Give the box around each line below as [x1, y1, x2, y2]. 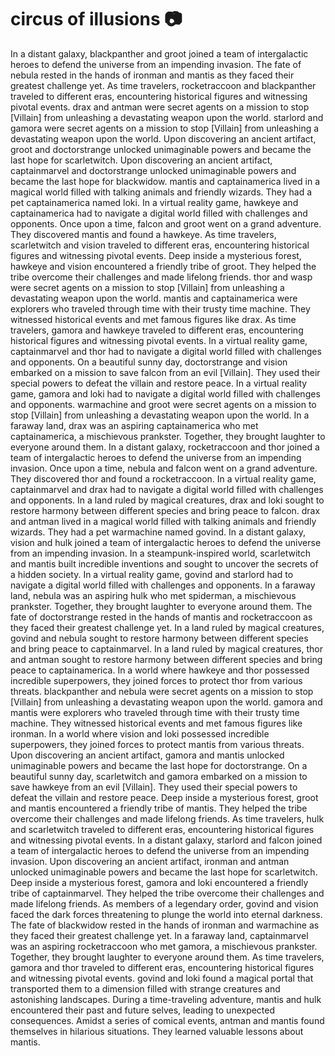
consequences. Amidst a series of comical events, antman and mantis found [10, 1014, 325, 1026]
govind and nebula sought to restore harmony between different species [10, 632, 309, 644]
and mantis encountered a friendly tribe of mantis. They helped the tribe [10, 802, 308, 814]
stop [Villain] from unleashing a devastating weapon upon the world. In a [10, 409, 310, 421]
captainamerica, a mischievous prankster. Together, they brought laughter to [10, 430, 326, 442]
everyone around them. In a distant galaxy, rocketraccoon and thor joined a [10, 441, 320, 453]
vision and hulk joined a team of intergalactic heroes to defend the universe [10, 536, 322, 548]
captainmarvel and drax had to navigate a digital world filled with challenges [10, 483, 324, 495]
